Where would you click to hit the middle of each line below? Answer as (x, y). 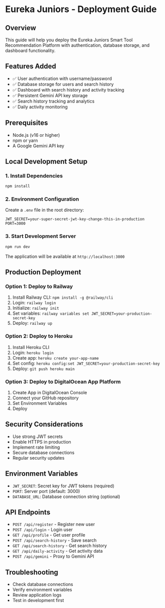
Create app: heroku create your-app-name (56, 358)
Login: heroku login (33, 353)
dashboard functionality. (30, 51)
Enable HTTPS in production (42, 442)
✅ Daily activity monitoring (40, 107)
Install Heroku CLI (31, 347)
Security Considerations (44, 424)
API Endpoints (28, 512)
